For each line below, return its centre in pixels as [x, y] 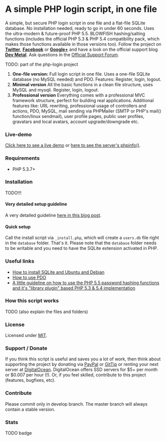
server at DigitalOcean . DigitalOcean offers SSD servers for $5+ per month [81, 370]
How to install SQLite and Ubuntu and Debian [58, 272]
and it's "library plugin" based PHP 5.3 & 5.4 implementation [74, 288]
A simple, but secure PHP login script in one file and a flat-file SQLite [75, 23]
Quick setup [18, 226]
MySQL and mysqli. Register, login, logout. [55, 90]
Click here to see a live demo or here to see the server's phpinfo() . [73, 145]
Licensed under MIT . [26, 335]
